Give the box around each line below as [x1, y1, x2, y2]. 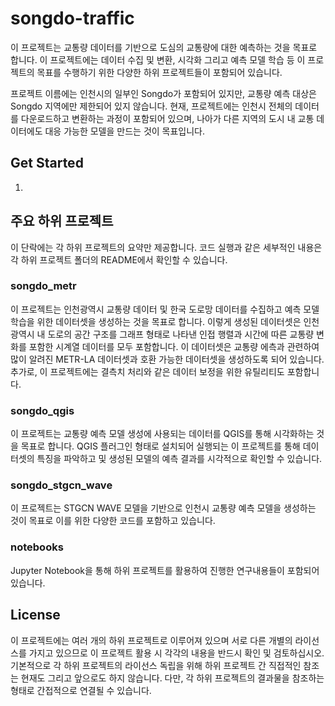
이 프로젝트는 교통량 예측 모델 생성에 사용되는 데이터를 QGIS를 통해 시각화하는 [10, 428, 315, 440]
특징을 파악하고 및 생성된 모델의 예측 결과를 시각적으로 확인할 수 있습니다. [36, 453, 323, 465]
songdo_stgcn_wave [10, 478, 113, 492]
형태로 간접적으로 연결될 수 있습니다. [10, 684, 152, 696]
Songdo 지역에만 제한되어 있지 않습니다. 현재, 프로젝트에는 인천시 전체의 [10, 100, 293, 112]
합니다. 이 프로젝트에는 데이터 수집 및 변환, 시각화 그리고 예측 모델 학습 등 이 [10, 53, 306, 66]
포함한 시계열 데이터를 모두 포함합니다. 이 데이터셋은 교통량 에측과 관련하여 [28, 340, 320, 352]
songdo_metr [10, 279, 77, 293]
